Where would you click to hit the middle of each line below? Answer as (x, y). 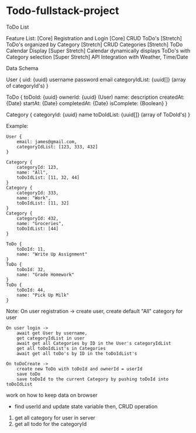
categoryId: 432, (38, 218)
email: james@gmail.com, (47, 141)
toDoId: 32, (31, 269)
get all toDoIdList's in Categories (61, 348)
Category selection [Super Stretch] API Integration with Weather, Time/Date (97, 57)
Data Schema (22, 68)
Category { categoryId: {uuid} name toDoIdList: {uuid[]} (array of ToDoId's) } (98, 115)
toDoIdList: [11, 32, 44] (48, 177)
